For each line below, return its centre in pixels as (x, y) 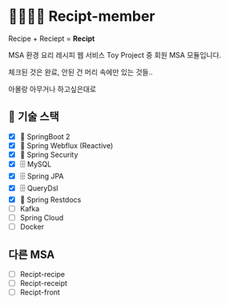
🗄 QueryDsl (39, 188)
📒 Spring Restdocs (50, 199)
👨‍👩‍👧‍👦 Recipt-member (82, 16)
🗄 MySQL (36, 164)
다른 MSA (32, 254)
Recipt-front (40, 292)
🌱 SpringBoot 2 (45, 136)
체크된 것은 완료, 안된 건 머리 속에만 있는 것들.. (81, 72)
